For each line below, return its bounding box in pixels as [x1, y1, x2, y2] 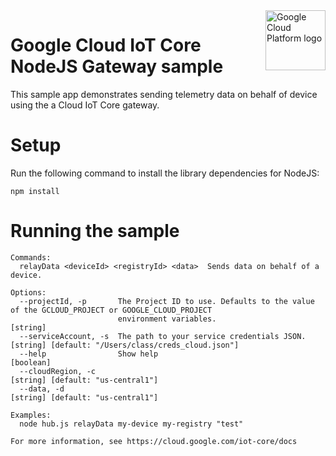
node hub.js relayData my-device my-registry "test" [19, 419, 244, 429]
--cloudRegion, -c [19, 366, 97, 376]
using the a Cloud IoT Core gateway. [10, 99, 160, 111]
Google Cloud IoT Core [10, 34, 202, 57]
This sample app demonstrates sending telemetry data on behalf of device [10, 88, 318, 100]
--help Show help [19, 349, 159, 359]
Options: [10, 287, 47, 298]
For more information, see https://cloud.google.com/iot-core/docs [10, 436, 298, 446]
